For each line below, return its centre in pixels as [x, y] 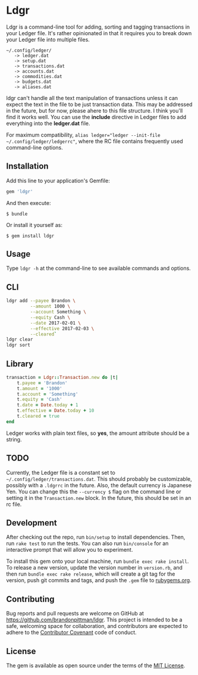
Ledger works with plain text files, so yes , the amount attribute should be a [98, 433]
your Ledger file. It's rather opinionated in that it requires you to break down [99, 33]
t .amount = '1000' [40, 388]
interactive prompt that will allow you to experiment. [70, 550]
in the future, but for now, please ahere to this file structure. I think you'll [95, 110]
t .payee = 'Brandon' [42, 383]
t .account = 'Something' [48, 394]
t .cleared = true [38, 416]
